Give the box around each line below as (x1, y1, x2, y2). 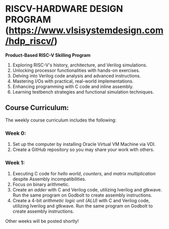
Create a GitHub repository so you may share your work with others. (12, 146, 155, 152)
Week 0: (5, 130, 26, 137)
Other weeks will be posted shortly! (5, 218, 79, 224)
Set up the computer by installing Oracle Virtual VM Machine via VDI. (12, 141, 156, 147)
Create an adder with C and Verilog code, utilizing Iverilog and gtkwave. (12, 187, 162, 193)
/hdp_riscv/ (5, 35, 54, 47)
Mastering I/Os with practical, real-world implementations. (12, 78, 134, 84)
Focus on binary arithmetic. (12, 181, 70, 187)
